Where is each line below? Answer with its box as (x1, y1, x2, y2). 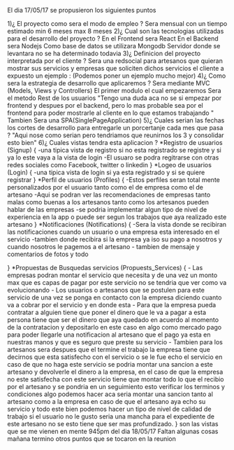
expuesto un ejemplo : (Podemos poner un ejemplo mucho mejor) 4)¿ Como (7, 71, 226, 80)
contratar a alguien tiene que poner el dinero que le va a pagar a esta (7, 308, 207, 316)
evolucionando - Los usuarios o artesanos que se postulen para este (7, 286, 205, 294)
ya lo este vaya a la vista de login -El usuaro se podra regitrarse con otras (7, 153, 219, 162)
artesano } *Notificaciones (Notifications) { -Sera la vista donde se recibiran (7, 220, 227, 228)
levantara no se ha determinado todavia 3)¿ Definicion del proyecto (7, 49, 201, 57)
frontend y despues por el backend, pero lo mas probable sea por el (7, 101, 204, 109)
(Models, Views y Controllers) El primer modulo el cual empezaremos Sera (7, 87, 221, 94)
